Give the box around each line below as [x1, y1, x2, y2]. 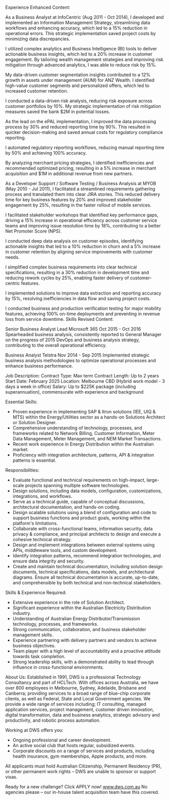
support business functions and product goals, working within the [12, 515, 151, 521]
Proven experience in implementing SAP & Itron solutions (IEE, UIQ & [12, 409, 156, 414]
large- [146, 477, 159, 483]
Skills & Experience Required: [5, 589, 67, 596]
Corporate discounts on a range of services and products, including [12, 748, 155, 754]
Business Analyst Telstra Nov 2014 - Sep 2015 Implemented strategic [5, 352, 150, 358]
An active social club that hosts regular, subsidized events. [12, 743, 135, 748]
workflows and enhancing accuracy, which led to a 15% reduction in [5, 25, 148, 31]
